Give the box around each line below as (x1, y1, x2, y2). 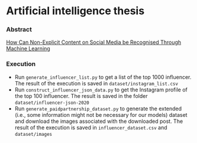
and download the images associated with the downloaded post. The (14, 117, 183, 125)
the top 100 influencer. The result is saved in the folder (14, 92, 148, 99)
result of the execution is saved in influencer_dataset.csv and (14, 123, 167, 131)
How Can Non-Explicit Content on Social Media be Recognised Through (6, 39, 182, 46)
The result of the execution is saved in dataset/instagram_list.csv (14, 80, 179, 87)
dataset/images (14, 131, 53, 137)
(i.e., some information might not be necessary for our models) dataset (14, 111, 188, 118)
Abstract (6, 26, 33, 34)
